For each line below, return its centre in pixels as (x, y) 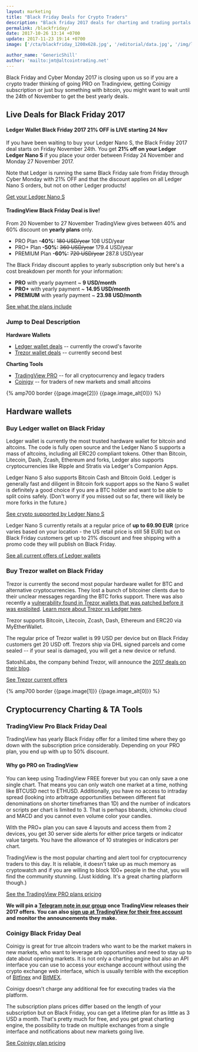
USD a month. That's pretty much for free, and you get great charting (90, 1019)
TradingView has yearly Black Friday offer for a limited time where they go (96, 739)
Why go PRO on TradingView (42, 765)
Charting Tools (25, 364)
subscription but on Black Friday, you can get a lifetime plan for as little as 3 (98, 1013)
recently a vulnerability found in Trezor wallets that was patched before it (95, 602)
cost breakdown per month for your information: (65, 271)
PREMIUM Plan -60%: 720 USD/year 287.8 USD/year (79, 253)
